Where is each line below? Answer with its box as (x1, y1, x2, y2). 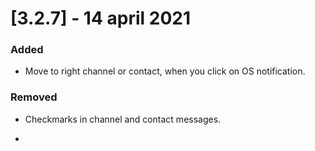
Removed (10, 90, 58, 104)
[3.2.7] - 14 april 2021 (10, 7, 191, 30)
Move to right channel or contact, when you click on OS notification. (24, 65, 306, 77)
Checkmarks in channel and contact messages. (24, 113, 222, 125)
